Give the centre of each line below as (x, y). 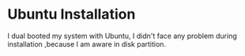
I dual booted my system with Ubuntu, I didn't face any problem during (122, 36)
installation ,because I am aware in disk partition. (87, 44)
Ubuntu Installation (72, 14)
